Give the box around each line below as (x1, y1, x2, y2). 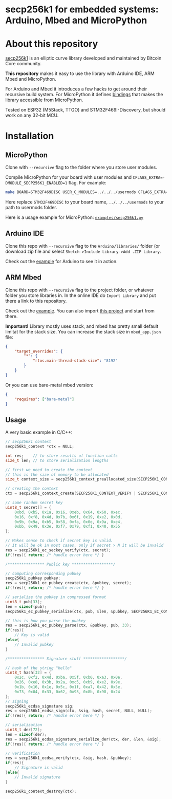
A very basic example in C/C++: (5, 429, 73, 435)
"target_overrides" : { (14, 348, 63, 354)
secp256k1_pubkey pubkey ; (5, 575, 60, 581)
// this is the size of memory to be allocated (5, 472, 109, 477)
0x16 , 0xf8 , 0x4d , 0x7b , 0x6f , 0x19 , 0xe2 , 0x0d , (14, 514, 123, 519)
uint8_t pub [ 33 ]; (5, 599, 42, 604)
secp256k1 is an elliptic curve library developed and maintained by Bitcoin (5, 55, 162, 61)
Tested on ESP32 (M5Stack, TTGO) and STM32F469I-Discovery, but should (5, 107, 166, 113)
